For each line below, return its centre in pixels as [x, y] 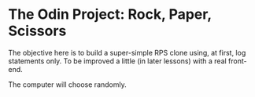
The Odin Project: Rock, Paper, [110, 14]
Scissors [37, 31]
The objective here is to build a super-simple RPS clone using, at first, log [127, 52]
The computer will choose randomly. [68, 84]
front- [237, 61]
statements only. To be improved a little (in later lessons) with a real [117, 61]
